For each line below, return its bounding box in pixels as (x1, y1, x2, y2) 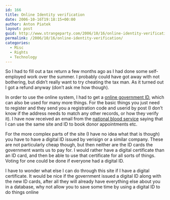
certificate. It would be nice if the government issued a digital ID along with (5, 173, 162, 179)
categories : (5, 41, 30, 46)
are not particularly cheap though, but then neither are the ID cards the (5, 142, 153, 148)
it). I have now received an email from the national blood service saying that (5, 116, 163, 122)
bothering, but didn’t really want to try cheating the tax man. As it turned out (5, 79, 164, 85)
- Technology (10, 54, 37, 60)
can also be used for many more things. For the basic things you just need (5, 100, 160, 106)
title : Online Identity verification (5, 12, 85, 17)
